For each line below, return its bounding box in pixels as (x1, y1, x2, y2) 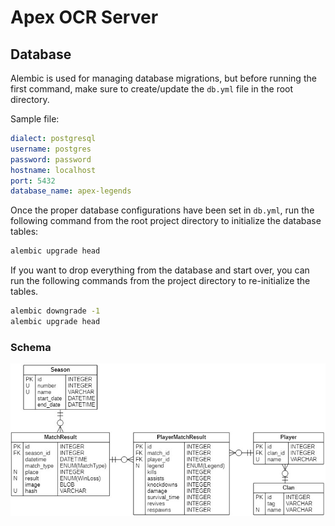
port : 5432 (10, 176, 56, 186)
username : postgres (10, 144, 92, 154)
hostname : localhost (10, 165, 97, 175)
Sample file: (10, 113, 60, 125)
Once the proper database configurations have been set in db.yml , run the (10, 204, 315, 216)
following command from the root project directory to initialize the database (10, 215, 322, 227)
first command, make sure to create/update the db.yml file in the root (10, 83, 294, 95)
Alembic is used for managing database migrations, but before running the (10, 72, 317, 84)
